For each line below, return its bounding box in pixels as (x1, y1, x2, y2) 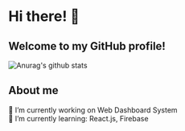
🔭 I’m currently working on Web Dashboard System (8, 104, 179, 115)
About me (8, 84, 59, 97)
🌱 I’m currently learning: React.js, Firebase (8, 113, 149, 123)
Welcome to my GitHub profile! (8, 39, 166, 53)
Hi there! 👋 (8, 7, 80, 26)
